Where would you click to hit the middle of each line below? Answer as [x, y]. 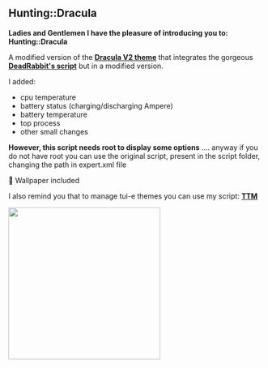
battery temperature [53, 114]
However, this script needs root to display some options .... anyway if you [134, 147]
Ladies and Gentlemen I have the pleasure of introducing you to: [118, 32]
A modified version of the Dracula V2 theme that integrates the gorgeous [131, 57]
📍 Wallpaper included [44, 180]
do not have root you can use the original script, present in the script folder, [134, 156]
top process [40, 123]
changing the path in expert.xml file [68, 165]
